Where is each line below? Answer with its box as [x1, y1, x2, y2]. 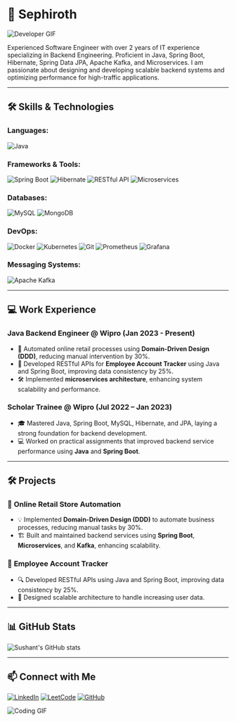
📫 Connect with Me [7, 671, 96, 683]
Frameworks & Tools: [7, 159, 81, 169]
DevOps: [7, 227, 38, 236]
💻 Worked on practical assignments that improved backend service [17, 436, 214, 445]
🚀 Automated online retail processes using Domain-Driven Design [17, 344, 209, 353]
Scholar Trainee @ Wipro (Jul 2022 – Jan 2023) [7, 403, 172, 412]
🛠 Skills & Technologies [7, 101, 114, 113]
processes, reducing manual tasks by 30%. [17, 524, 143, 532]
